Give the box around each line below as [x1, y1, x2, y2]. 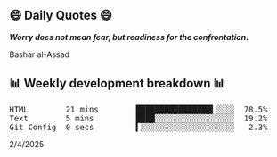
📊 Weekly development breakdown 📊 [9, 76, 225, 91]
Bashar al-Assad [9, 49, 69, 60]
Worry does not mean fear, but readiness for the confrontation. [9, 31, 249, 42]
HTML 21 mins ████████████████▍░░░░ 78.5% [9, 103, 268, 114]
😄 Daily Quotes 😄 [9, 8, 113, 23]
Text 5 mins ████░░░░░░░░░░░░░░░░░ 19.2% [9, 112, 268, 123]
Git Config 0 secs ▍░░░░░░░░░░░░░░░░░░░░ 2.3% [9, 121, 268, 132]
